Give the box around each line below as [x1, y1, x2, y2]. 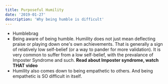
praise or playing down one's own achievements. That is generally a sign [12, 41, 163, 47]
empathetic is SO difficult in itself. [12, 73, 82, 79]
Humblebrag [12, 31, 39, 37]
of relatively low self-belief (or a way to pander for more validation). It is [12, 46, 161, 53]
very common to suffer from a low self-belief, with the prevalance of [12, 52, 154, 58]
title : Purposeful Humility [5, 7, 64, 13]
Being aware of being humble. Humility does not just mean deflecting [12, 36, 155, 42]
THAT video [12, 62, 38, 68]
